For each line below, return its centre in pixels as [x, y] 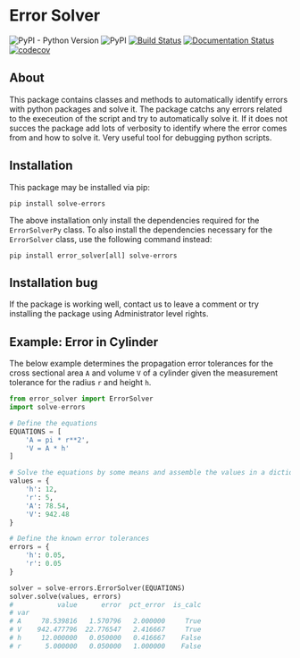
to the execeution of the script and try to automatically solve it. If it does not [149, 118]
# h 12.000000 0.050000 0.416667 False [105, 638]
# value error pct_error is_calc [105, 604]
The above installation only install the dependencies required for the [134, 220]
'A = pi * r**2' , [58, 440]
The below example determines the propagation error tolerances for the [142, 364]
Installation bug [54, 283]
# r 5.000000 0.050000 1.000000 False [105, 646]
